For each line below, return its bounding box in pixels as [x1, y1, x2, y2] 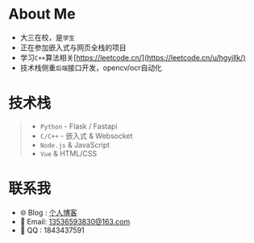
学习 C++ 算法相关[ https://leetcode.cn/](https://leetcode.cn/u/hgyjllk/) [19, 52, 246, 62]
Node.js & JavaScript [40, 140, 110, 149]
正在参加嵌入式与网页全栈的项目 [19, 42, 127, 52]
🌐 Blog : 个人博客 [19, 207, 78, 217]
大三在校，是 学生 [19, 32, 75, 42]
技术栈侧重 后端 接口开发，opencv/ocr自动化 [19, 62, 163, 73]
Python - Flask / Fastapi [40, 121, 119, 131]
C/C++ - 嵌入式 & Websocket [40, 131, 133, 140]
